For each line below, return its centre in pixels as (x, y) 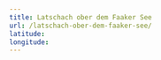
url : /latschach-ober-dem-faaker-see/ (80, 26)
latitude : (27, 34)
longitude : (29, 42)
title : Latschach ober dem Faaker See (80, 17)
